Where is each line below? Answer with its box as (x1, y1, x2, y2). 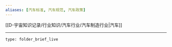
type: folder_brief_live (5, 36, 58, 42)
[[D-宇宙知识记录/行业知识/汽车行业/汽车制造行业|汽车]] (5, 22, 122, 28)
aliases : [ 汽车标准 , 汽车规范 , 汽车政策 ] (5, 7, 86, 13)
